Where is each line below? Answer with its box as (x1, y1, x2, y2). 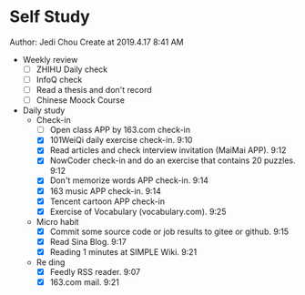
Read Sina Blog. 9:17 (49, 236, 127, 247)
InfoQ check (36, 75, 83, 85)
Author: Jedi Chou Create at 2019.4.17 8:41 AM (9, 36, 184, 47)
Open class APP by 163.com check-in (49, 125, 191, 136)
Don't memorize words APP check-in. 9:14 (49, 175, 209, 186)
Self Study (9, 6, 91, 27)
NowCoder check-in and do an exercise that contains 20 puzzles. (49, 155, 296, 166)
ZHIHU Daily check (36, 64, 108, 75)
